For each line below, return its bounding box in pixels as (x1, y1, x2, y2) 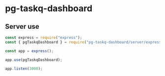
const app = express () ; (5, 48, 54, 54)
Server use (5, 22, 39, 31)
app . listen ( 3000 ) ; (5, 66, 43, 71)
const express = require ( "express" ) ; (5, 35, 82, 40)
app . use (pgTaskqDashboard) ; (5, 57, 63, 62)
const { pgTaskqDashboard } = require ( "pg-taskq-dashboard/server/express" (5, 39, 164, 44)
